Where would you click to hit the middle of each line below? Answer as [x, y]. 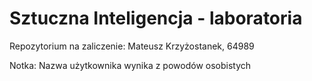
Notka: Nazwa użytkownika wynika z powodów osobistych [130, 65]
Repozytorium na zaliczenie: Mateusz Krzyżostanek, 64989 [132, 46]
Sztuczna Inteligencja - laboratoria [156, 18]
